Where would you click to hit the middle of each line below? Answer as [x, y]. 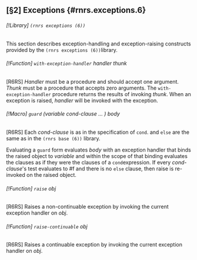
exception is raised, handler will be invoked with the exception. [82, 100]
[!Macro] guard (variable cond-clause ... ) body [63, 114]
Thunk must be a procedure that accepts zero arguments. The [81, 88]
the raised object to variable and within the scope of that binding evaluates [97, 156]
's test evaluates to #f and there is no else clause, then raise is [98, 169]
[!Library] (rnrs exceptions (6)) [46, 25]
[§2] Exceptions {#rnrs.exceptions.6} [76, 10]
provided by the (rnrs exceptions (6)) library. [62, 50]
